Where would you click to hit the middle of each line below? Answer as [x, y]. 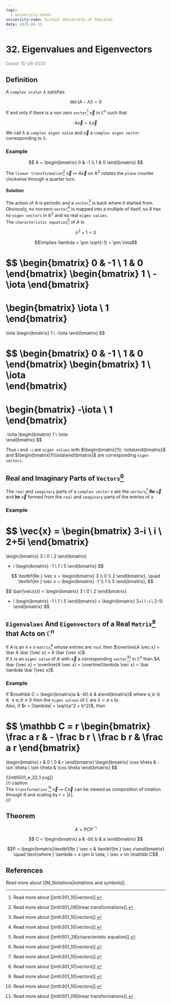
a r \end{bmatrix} [43, 748]
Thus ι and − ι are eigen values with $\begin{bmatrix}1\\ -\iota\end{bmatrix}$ [86, 450]
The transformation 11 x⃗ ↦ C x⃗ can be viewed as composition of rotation [83, 789]
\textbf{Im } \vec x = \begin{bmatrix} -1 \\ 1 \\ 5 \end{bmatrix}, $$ [86, 581]
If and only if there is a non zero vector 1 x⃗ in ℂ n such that [66, 112]
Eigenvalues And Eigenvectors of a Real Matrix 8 [81, 623]
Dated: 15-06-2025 [26, 64]
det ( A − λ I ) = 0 [86, 102]
